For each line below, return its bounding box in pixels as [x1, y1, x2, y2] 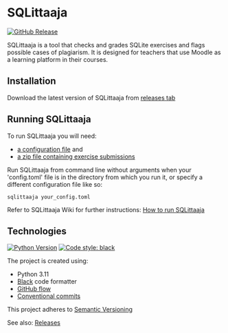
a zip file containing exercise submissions [16, 152, 135, 161]
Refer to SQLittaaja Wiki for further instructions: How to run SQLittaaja [7, 205, 205, 214]
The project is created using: [7, 257, 89, 265]
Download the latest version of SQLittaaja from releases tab [7, 93, 176, 102]
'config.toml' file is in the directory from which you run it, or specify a [7, 173, 203, 181]
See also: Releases [7, 319, 60, 327]
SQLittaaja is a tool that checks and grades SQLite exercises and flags [7, 41, 205, 49]
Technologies [7, 225, 67, 237]
